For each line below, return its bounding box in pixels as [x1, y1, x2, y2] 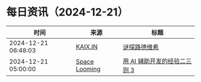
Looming [75, 65, 100, 73]
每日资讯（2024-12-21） [6, 5, 129, 19]
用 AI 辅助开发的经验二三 [122, 57, 192, 65]
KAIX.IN [75, 42, 98, 51]
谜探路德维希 [122, 43, 159, 51]
